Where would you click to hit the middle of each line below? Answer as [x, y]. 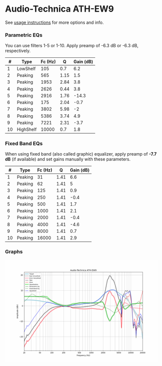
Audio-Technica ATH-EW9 [59, 9]
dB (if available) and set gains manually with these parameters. [68, 159]
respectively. [18, 51]
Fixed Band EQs [24, 143]
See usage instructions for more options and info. [55, 22]
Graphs [14, 252]
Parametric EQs [24, 35]
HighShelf [27, 129]
